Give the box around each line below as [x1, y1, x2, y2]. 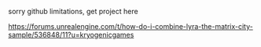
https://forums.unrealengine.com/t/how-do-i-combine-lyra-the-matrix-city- [8, 22, 253, 31]
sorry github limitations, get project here [8, 7, 139, 16]
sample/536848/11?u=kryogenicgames [8, 31, 134, 39]
